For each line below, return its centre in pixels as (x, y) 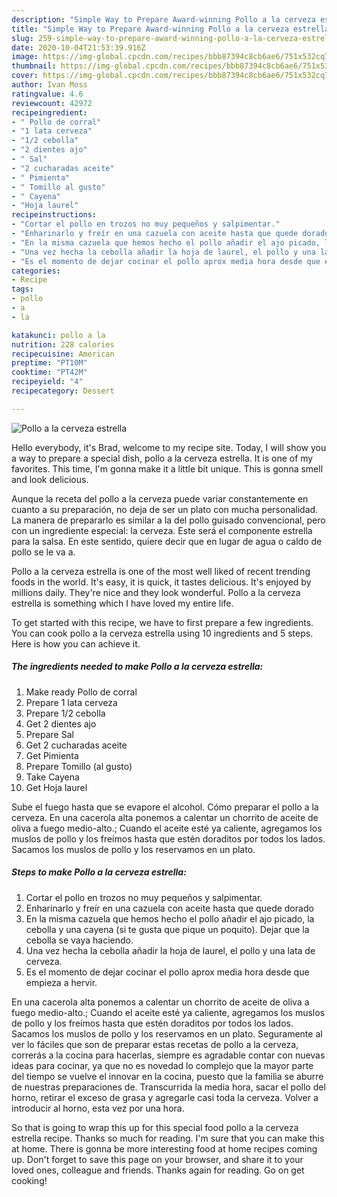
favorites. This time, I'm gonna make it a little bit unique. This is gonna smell (167, 468)
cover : (25, 76)
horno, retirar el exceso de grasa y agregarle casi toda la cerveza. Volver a (165, 1097)
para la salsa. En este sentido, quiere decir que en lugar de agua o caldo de (167, 541)
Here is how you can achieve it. (76, 643)
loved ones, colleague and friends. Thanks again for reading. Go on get (158, 1170)
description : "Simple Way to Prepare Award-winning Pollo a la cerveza (163, 19)
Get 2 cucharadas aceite (76, 745)
